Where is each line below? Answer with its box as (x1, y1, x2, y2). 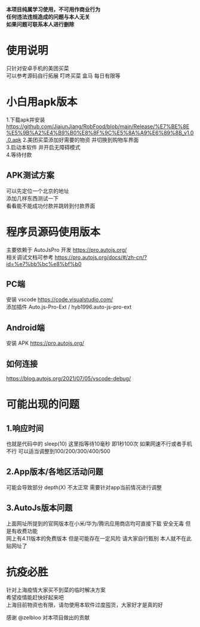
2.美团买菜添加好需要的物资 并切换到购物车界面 (23, 136, 139, 143)
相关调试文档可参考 (6, 254, 54, 261)
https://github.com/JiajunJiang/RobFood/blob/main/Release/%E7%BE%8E (6, 122, 190, 130)
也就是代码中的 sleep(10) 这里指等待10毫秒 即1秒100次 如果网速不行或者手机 (6, 440, 192, 447)
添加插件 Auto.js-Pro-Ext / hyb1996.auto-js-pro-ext (6, 304, 132, 311)
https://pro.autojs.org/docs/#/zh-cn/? (54, 254, 147, 261)
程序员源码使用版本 (6, 225, 101, 239)
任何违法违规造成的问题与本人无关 (6, 13, 90, 20)
